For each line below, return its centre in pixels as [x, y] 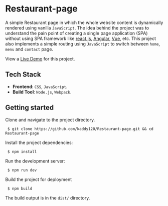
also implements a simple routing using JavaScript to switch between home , [83, 43]
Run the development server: [35, 161]
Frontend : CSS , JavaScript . [40, 86]
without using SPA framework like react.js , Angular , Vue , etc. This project [81, 38]
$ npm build [20, 189]
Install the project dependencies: [39, 142]
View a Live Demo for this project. [40, 58]
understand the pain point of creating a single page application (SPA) [76, 33]
